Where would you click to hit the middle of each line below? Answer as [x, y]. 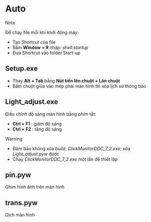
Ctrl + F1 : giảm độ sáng [37, 124]
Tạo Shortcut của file [34, 42]
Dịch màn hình [20, 215]
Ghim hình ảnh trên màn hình [35, 187]
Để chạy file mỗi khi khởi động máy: [42, 32]
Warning [14, 139]
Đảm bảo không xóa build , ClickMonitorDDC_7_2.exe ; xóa [71, 148]
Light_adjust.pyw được [36, 154]
